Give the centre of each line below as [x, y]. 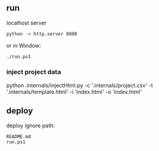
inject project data [34, 72]
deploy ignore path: [31, 126]
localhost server [26, 22]
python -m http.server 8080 [42, 34]
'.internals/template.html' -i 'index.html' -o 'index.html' [74, 92]
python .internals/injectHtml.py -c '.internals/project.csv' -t [80, 85]
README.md [19, 136]
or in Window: [24, 45]
